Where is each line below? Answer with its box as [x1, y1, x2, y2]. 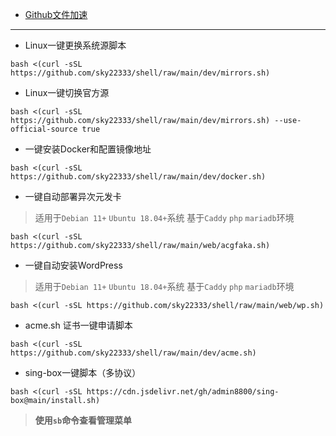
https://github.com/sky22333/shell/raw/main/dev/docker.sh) [10, 172, 267, 182]
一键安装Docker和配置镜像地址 [24, 143, 152, 155]
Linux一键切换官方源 [24, 87, 110, 98]
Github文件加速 [24, 9, 88, 20]
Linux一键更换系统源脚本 [24, 39, 127, 51]
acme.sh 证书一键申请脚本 [24, 319, 133, 331]
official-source [10, 124, 78, 134]
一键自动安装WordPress [24, 259, 123, 271]
